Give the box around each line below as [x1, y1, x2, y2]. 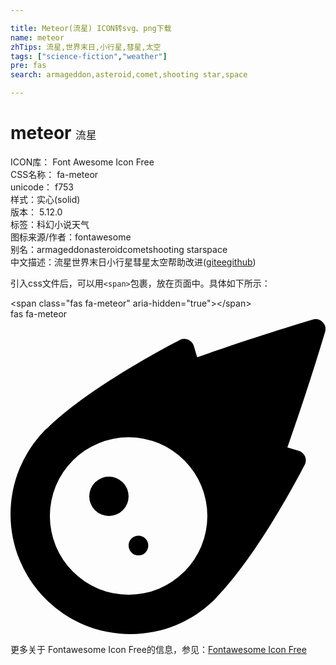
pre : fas [10, 61, 47, 71]
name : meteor [10, 32, 65, 43]
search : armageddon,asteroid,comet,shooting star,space [10, 70, 248, 80]
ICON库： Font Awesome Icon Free [10, 156, 155, 168]
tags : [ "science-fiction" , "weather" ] [10, 51, 168, 61]
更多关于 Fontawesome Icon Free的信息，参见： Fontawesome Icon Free [10, 643, 307, 655]
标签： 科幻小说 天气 [10, 218, 90, 230]
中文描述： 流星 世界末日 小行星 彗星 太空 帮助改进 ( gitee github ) [10, 256, 257, 268]
